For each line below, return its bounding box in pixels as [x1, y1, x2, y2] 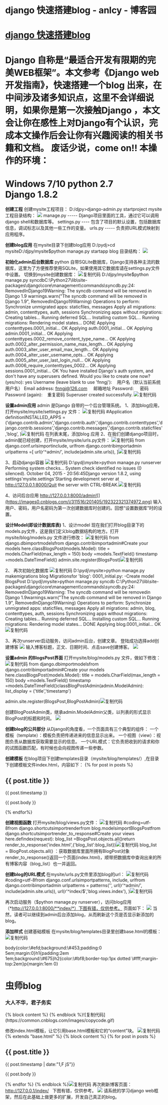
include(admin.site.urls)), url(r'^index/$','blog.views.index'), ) [5, 889, 130, 895]
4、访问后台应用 [5, 492, 39, 498]
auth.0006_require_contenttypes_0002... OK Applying [5, 362, 116, 368]
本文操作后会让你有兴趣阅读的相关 [14, 130, 154, 141]
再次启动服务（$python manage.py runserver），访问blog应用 [5, 899, 131, 905]
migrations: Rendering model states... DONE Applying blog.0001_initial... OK [5, 621, 161, 627]
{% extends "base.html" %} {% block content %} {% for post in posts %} [5, 1033, 156, 1039]
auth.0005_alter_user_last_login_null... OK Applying [5, 357, 111, 363]
